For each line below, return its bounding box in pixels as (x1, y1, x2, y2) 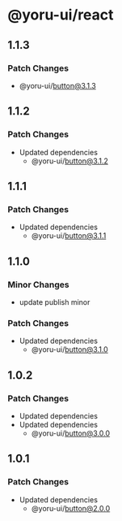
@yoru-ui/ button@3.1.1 (31, 231, 107, 241)
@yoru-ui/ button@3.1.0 (31, 345, 108, 354)
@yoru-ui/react (7, 6, 114, 24)
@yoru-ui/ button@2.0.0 (31, 503, 111, 513)
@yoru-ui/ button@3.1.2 (31, 156, 108, 166)
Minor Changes (7, 279, 69, 290)
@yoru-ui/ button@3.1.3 (19, 80, 96, 90)
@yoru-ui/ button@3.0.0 (31, 428, 111, 438)
